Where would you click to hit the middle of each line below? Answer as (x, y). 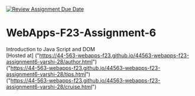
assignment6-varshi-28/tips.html (46, 74)
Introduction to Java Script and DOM (51, 49)
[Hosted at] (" (23, 55)
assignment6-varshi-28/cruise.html (49, 87)
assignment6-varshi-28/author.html (49, 61)
